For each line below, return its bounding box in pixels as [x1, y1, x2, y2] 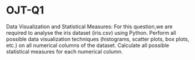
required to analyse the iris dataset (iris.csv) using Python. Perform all [6, 29, 176, 36]
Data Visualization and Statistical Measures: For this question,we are [6, 23, 173, 30]
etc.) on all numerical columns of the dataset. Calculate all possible [6, 42, 170, 49]
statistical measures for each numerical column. [6, 48, 123, 55]
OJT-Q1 [6, 4, 44, 17]
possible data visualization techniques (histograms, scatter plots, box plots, [6, 35, 190, 42]
